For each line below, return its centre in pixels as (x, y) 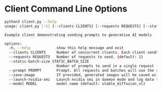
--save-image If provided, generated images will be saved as (83, 75)
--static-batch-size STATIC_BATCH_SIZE (49, 62)
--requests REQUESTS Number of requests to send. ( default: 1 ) (76, 57)
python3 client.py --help (30, 22)
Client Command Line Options (66, 9)
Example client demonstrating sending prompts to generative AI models (78, 35)
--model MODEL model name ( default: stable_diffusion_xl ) (77, 84)
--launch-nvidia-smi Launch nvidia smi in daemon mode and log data (81, 79)
